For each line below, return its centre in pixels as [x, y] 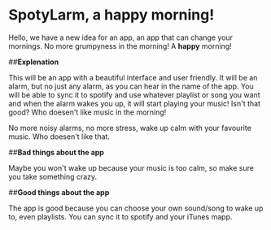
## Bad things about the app [56, 152]
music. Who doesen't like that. [59, 137]
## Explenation [34, 62]
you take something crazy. [53, 176]
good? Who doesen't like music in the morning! [87, 112]
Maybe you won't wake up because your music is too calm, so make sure [131, 167]
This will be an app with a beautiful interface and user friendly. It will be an [133, 77]
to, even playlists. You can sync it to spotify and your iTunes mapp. [120, 216]
